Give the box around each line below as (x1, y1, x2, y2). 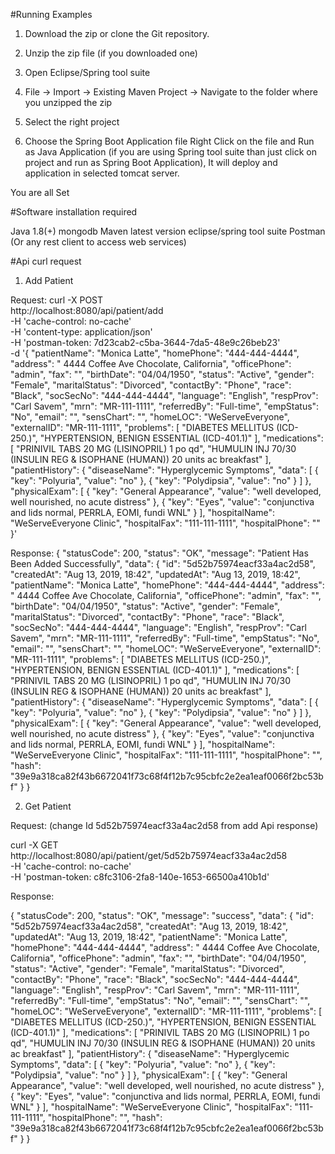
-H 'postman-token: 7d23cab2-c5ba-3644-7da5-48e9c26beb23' (10, 337, 281, 348)
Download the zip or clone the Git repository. (24, 28, 210, 39)
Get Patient (24, 800, 72, 812)
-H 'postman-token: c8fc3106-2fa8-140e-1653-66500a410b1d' (10, 871, 270, 883)
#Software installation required (10, 206, 138, 218)
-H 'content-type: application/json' (10, 326, 153, 338)
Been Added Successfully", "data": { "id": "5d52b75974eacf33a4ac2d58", (10, 558, 316, 569)
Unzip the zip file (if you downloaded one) (24, 47, 198, 59)
